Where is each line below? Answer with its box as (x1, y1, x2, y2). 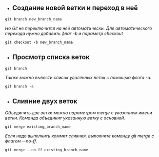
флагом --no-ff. (5, 138, 38, 144)
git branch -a (5, 84, 34, 89)
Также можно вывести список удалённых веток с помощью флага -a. (5, 74, 152, 80)
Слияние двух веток (12, 97, 78, 105)
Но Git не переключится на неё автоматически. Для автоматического (5, 25, 152, 31)
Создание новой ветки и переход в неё (12, 4, 138, 12)
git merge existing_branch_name (5, 124, 71, 129)
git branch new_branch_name (5, 17, 62, 21)
